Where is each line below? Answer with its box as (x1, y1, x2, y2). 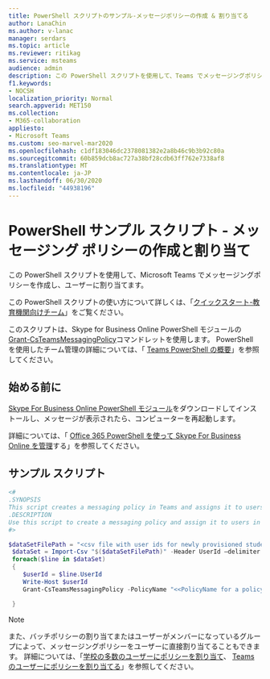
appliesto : (8, 124, 45, 132)
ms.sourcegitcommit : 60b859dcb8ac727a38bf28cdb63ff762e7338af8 (8, 154, 225, 162)
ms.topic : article (8, 42, 70, 50)
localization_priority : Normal (8, 94, 113, 102)
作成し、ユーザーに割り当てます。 (35, 280, 149, 290)
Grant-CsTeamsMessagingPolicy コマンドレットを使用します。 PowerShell (8, 334, 254, 344)
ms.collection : (8, 110, 59, 118)
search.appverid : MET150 (8, 102, 92, 110)
